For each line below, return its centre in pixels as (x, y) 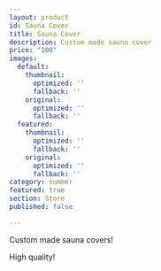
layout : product (39, 17)
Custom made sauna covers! (61, 239)
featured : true (37, 190)
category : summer (41, 182)
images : (23, 58)
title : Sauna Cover (45, 34)
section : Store (37, 199)
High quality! (32, 257)
